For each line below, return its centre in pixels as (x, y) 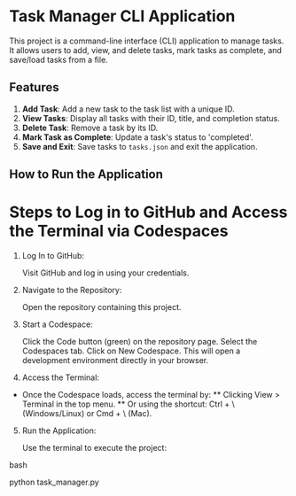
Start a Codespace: (57, 324)
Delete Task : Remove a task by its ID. (90, 128)
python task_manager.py (54, 482)
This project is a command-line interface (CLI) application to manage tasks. (147, 41)
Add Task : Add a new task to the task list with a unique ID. (128, 109)
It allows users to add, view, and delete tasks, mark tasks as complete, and (145, 50)
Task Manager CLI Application (122, 16)
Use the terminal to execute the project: (94, 448)
